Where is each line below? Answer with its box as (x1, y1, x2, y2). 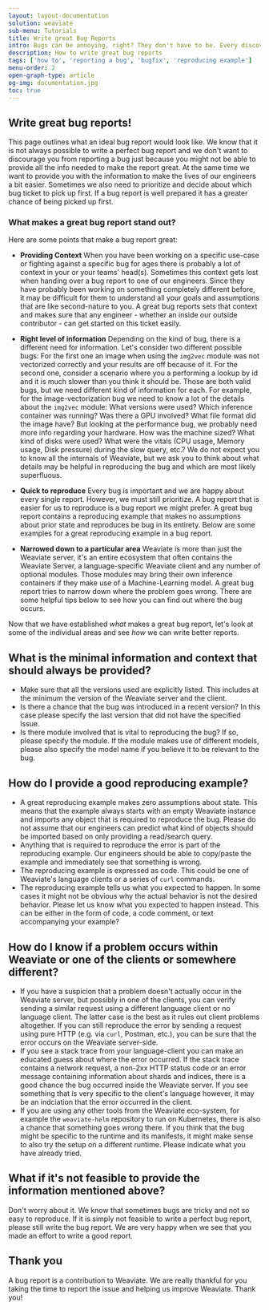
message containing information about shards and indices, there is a (19, 1071, 247, 1081)
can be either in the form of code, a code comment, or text (19, 908, 214, 918)
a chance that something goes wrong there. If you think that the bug (19, 1122, 245, 1132)
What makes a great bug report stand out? (8, 217, 176, 228)
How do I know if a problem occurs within (8, 940, 219, 954)
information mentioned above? (8, 1184, 166, 1198)
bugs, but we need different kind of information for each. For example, (19, 386, 252, 395)
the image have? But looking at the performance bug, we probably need (19, 419, 258, 429)
